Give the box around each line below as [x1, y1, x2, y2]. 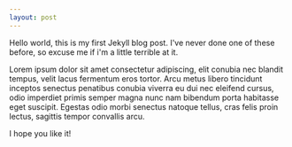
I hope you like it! [9, 128, 72, 138]
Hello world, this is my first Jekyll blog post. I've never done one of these [9, 37, 275, 48]
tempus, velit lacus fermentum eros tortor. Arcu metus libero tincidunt [9, 73, 263, 84]
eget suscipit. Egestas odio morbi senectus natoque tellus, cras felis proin [9, 101, 279, 112]
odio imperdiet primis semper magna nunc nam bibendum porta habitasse [9, 92, 280, 103]
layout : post [9, 12, 58, 22]
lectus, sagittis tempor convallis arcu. [9, 111, 145, 121]
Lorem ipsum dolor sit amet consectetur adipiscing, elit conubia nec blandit [9, 64, 284, 74]
